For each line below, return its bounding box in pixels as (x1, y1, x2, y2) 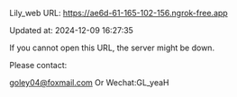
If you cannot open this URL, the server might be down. (9, 42, 214, 53)
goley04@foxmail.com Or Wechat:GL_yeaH (9, 77, 169, 88)
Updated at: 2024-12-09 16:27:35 (9, 25, 133, 35)
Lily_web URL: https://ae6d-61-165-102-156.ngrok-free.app (9, 8, 228, 18)
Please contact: (9, 60, 68, 70)
